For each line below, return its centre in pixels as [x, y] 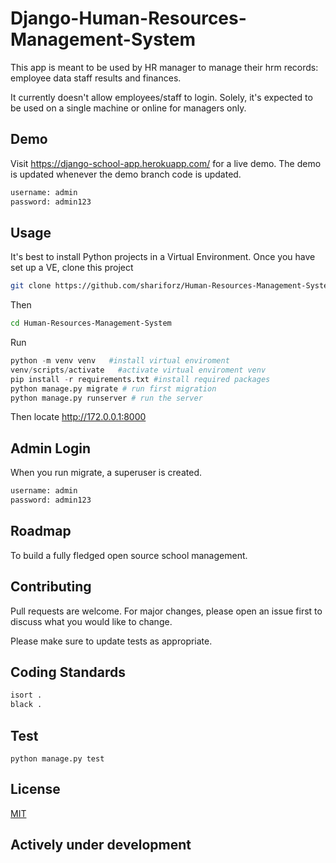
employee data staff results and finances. [96, 78]
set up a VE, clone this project [72, 268]
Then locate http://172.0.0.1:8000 [78, 417]
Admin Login [51, 448]
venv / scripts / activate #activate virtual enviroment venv [138, 370]
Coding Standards [68, 672]
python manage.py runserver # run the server [106, 398]
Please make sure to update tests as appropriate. [111, 641]
